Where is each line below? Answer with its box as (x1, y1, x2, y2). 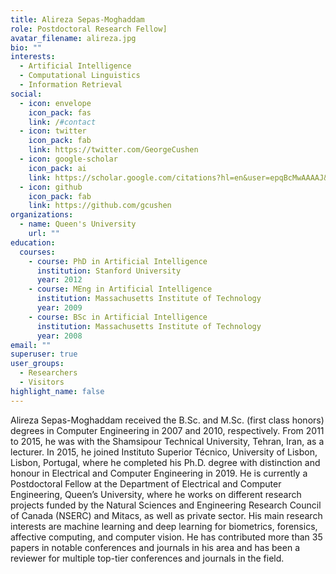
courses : (19, 247, 56, 257)
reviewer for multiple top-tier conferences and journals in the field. (10, 552, 285, 564)
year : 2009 (36, 303, 83, 313)
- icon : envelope (19, 98, 92, 108)
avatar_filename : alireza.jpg (10, 33, 137, 43)
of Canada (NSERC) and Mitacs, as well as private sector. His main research (10, 509, 323, 521)
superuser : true (10, 349, 78, 360)
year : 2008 (36, 331, 83, 341)
